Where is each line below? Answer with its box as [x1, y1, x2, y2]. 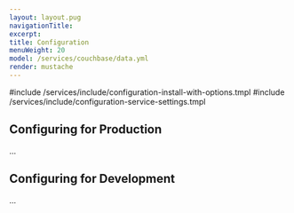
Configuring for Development [9, 171, 176, 186]
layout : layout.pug [9, 12, 82, 22]
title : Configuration [9, 37, 90, 47]
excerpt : [9, 29, 42, 38]
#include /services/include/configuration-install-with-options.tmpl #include [9, 86, 285, 98]
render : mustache [9, 63, 74, 72]
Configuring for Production [9, 122, 163, 138]
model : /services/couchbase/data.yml [9, 54, 149, 63]
